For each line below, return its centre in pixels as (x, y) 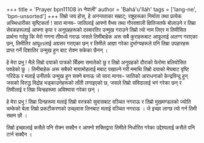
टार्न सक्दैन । (19, 134)
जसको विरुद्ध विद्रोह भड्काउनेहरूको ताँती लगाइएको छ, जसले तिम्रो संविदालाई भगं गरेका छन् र (94, 83)
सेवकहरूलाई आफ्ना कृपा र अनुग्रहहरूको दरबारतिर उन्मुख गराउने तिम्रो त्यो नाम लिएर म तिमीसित (97, 30)
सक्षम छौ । (17, 115)
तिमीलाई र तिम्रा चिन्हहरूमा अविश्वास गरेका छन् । (53, 90)
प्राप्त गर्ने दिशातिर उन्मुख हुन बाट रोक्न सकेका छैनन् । (57, 50)
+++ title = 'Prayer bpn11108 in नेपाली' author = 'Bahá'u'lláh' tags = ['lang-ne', (101, 9)
